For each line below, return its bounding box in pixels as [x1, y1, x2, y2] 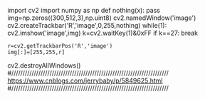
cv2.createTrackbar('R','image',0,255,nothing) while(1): [7, 21, 167, 29]
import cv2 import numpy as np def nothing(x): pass [7, 6, 161, 14]
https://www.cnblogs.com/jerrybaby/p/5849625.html [7, 76, 163, 85]
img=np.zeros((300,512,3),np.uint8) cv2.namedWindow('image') [7, 14, 196, 22]
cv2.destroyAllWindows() [7, 61, 81, 70]
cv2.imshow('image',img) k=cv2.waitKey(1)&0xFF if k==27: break [7, 28, 198, 37]
